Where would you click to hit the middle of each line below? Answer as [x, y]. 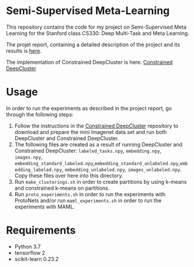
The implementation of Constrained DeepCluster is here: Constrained [89, 62]
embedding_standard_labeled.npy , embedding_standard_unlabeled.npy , [97, 163]
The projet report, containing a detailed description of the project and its [93, 44]
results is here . [24, 50]
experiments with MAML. [44, 207]
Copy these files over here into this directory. [69, 175]
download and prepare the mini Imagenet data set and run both [91, 132]
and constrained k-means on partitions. [62, 188]
